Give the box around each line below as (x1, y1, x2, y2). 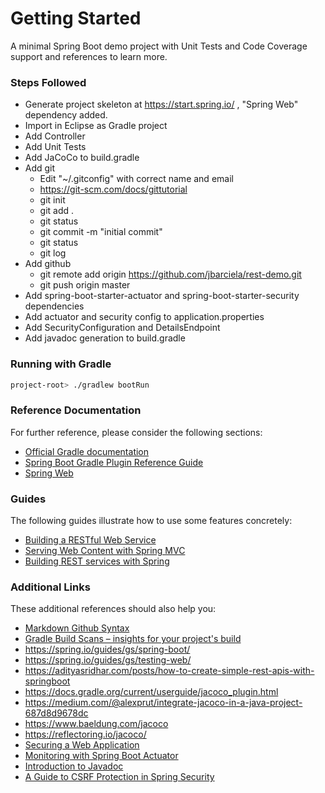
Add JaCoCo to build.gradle (24, 152, 140, 164)
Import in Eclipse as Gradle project (24, 120, 168, 132)
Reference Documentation (10, 403, 142, 417)
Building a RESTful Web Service (24, 534, 157, 546)
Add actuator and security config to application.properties (24, 311, 265, 323)
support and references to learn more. (10, 50, 168, 62)
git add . (39, 205, 75, 217)
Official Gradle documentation (24, 445, 150, 457)
